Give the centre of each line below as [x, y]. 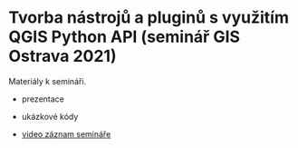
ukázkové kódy [50, 116]
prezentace [43, 99]
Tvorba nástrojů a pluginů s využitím [149, 18]
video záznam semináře [66, 133]
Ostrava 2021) [62, 56]
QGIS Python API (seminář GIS [125, 37]
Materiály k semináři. [48, 81]
